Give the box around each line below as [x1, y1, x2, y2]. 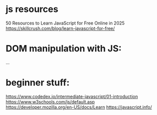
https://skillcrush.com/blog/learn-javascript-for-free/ [6, 25, 115, 31]
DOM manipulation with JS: [6, 43, 122, 54]
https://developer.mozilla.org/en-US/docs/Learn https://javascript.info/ [6, 104, 152, 110]
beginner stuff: [6, 77, 70, 88]
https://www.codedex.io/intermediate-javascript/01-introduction [6, 93, 138, 99]
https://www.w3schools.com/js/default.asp [6, 98, 95, 104]
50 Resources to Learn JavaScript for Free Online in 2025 [6, 20, 125, 26]
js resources [6, 3, 59, 15]
